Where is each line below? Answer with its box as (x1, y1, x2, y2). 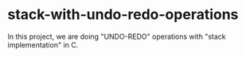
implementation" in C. (7, 40, 79, 49)
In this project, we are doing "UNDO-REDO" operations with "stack (7, 32, 226, 41)
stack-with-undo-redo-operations (7, 6, 239, 24)
